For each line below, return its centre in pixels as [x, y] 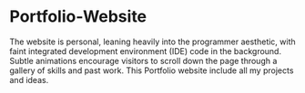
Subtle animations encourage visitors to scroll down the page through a [143, 60]
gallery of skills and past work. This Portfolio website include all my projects [152, 70]
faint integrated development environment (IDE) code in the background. [146, 51]
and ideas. [29, 79]
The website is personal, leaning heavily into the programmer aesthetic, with [152, 42]
